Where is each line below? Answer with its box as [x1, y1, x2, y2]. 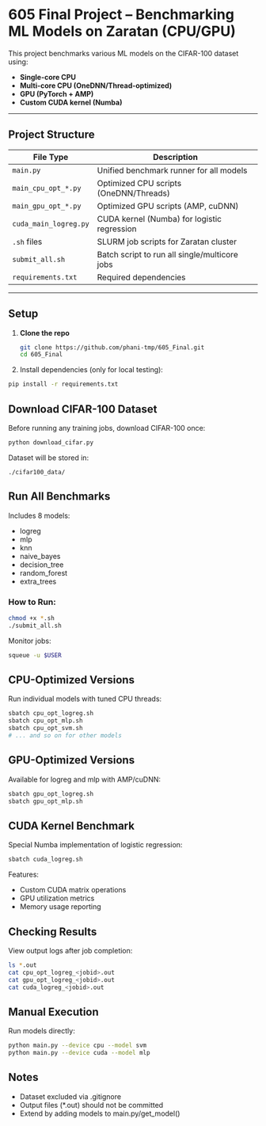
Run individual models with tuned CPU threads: [8, 694, 162, 704]
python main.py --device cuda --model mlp [8, 1049, 150, 1057]
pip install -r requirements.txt [8, 380, 119, 389]
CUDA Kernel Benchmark [8, 819, 135, 832]
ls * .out [8, 961, 37, 969]
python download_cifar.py [8, 439, 93, 447]
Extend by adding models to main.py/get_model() [19, 1109, 180, 1118]
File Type [32, 151, 69, 162]
